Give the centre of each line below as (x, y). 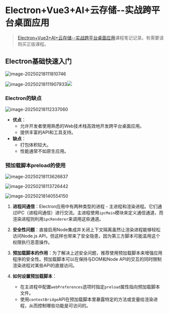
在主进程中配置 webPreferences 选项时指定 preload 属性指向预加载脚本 (90, 287)
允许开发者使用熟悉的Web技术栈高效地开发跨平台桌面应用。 (82, 126)
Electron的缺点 (23, 98)
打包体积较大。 (35, 145)
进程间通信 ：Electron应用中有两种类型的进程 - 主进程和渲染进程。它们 (85, 206)
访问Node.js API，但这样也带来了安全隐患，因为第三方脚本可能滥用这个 (86, 236)
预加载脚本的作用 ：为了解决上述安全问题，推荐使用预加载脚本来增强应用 (87, 253)
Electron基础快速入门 (38, 62)
